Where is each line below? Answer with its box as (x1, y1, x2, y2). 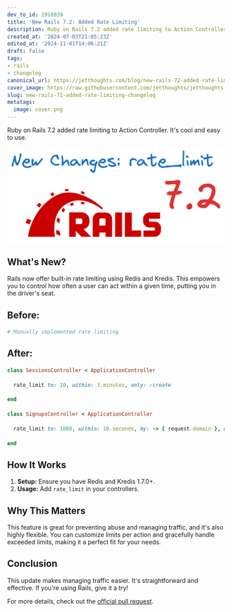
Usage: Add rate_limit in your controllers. (17, 485, 139, 493)
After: (7, 348, 33, 359)
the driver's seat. (7, 289, 56, 298)
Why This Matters (7, 505, 86, 516)
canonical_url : (7, 77, 51, 84)
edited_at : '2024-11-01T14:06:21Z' (7, 40, 110, 48)
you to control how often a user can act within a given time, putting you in (7, 282, 216, 290)
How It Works (7, 459, 67, 471)
